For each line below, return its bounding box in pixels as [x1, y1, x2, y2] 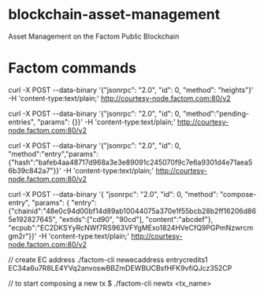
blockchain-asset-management [8, 6, 221, 24]
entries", [8, 117, 35, 127]
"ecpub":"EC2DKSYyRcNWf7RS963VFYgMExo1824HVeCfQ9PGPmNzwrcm [8, 223, 254, 232]
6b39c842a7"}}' [8, 165, 61, 175]
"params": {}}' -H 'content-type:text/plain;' [36, 117, 176, 127]
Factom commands [8, 59, 136, 77]
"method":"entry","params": [8, 149, 99, 158]
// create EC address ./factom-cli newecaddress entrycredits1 [8, 254, 208, 265]
